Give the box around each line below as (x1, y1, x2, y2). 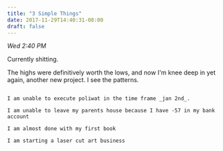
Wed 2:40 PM (7, 42, 46, 50)
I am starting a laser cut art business (7, 137, 126, 145)
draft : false (7, 23, 45, 30)
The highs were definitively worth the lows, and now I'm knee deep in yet (7, 68, 216, 77)
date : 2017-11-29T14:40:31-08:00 (7, 17, 104, 23)
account (7, 113, 30, 121)
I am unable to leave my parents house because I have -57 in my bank (7, 108, 215, 114)
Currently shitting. (7, 55, 59, 63)
